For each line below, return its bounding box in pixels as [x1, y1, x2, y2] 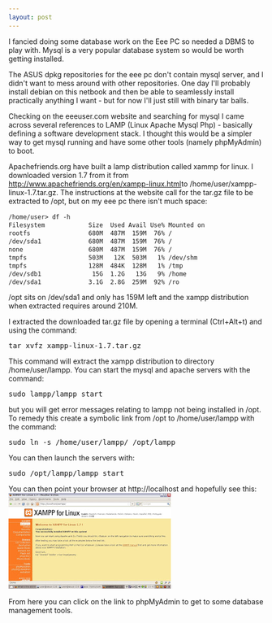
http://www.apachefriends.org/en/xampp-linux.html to [8, 179, 188, 189]
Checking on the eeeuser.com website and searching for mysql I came [8, 111, 245, 121]
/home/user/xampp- [189, 179, 257, 189]
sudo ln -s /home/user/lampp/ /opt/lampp [8, 438, 176, 447]
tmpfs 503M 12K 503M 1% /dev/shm [8, 253, 198, 262]
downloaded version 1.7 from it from [8, 170, 129, 180]
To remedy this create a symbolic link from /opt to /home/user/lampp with [8, 413, 255, 423]
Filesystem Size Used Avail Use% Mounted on [8, 220, 205, 229]
